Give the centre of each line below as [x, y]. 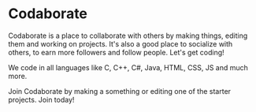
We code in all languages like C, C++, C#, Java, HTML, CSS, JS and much [128, 67]
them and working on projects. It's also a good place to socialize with [121, 43]
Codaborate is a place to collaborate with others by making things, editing [128, 35]
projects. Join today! [41, 99]
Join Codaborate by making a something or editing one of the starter [119, 91]
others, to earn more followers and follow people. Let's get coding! [116, 52]
